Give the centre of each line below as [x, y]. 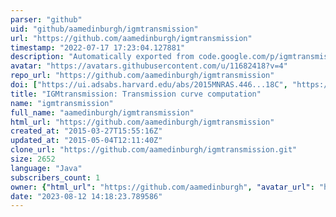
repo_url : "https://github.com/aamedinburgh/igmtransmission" [142, 76]
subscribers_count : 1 [55, 177]
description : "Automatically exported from [102, 57]
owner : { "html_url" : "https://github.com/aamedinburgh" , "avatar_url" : [162, 187]
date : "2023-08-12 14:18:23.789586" [86, 196]
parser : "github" [46, 19]
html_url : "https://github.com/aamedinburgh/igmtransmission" [142, 122]
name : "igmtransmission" [62, 103]
